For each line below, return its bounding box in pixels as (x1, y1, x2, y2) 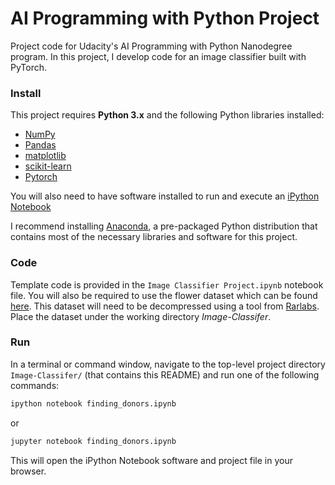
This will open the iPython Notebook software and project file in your (10, 454, 293, 466)
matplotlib (24, 150, 67, 162)
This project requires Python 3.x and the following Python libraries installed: (10, 109, 325, 121)
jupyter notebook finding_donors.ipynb (10, 436, 177, 446)
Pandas (24, 139, 57, 151)
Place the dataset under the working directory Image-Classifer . (10, 310, 272, 322)
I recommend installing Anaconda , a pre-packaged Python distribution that (10, 220, 318, 232)
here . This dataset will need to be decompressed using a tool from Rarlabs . (10, 300, 320, 312)
